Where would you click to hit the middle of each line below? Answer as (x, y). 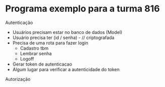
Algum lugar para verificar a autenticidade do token (66, 69)
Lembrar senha (36, 53)
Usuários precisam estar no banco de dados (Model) (67, 32)
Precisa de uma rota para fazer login (50, 42)
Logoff (27, 58)
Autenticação (19, 22)
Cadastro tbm (34, 48)
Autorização (18, 79)
